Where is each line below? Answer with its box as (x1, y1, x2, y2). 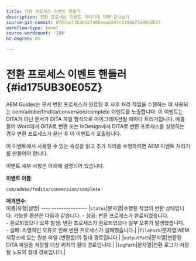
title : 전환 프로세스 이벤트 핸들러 (6, 8, 81, 15)
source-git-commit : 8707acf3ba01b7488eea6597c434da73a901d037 (6, 19, 161, 25)
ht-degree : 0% (6, 36, 41, 42)
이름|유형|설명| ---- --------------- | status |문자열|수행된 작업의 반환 (6, 204, 164, 211)
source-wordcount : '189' (6, 30, 67, 36)
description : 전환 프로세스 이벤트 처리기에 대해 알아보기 (6, 14, 130, 20)
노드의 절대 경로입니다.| (12, 248, 66, 255)
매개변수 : (6, 197, 27, 204)
